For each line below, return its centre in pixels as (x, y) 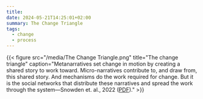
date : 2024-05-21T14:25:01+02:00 (49, 18)
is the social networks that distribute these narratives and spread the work (100, 83)
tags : (13, 29)
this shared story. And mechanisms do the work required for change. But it (100, 77)
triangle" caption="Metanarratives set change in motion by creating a (93, 64)
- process (24, 40)
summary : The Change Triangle (45, 23)
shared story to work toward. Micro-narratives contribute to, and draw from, (102, 70)
